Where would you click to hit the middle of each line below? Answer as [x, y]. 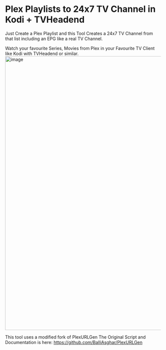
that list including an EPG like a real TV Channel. [54, 39]
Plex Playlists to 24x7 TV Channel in [80, 9]
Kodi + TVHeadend [45, 20]
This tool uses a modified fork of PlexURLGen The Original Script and [75, 337]
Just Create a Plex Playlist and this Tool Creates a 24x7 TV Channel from [79, 33]
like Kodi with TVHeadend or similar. [42, 54]
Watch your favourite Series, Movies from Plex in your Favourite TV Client [80, 48]
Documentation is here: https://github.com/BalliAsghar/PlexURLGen [74, 342]
